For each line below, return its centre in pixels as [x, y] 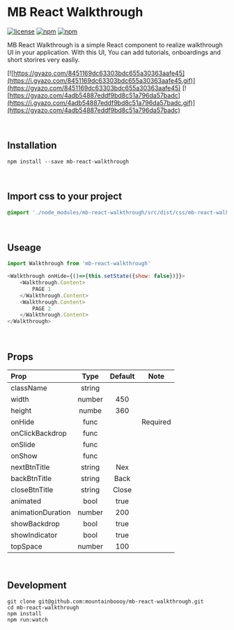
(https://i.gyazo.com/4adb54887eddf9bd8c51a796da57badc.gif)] [101, 102]
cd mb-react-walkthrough [43, 607]
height [21, 410]
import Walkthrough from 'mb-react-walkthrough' [79, 264]
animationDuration [41, 512]
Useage [24, 247]
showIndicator [34, 535]
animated [26, 501]
